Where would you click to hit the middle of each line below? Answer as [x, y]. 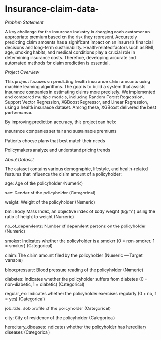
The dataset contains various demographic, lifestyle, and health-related [77, 169]
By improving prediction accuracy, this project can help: [61, 122]
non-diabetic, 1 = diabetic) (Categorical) [45, 284]
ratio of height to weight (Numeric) [40, 216]
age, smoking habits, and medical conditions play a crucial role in [70, 52]
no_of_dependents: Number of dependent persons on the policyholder [75, 226]
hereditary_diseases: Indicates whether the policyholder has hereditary [76, 327]
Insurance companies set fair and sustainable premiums [61, 131]
